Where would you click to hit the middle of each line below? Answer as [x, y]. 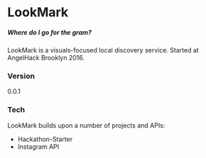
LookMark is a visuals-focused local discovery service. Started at [103, 50]
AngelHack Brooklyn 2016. [46, 58]
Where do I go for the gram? [50, 32]
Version [21, 77]
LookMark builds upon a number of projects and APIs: [86, 125]
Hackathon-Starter [45, 139]
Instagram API [38, 147]
